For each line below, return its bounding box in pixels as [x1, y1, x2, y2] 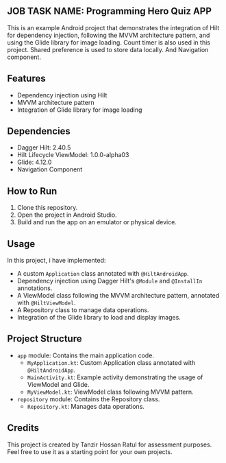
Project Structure [7, 333, 82, 345]
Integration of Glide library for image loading [16, 106, 142, 114]
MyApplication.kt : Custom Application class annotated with [27, 358, 196, 366]
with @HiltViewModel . [16, 298, 76, 307]
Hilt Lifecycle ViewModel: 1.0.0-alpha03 [16, 151, 129, 159]
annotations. [16, 284, 53, 292]
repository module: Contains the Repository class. [16, 394, 160, 403]
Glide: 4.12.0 [16, 158, 52, 167]
